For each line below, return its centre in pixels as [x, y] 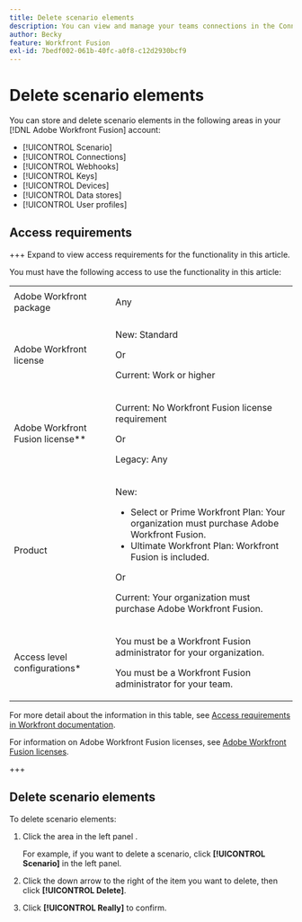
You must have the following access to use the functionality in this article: [145, 271]
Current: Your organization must [183, 597]
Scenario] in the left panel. [72, 863]
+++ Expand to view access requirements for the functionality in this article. [150, 254]
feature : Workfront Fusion [60, 43]
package [32, 307]
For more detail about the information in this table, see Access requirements [150, 714]
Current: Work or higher [165, 375]
